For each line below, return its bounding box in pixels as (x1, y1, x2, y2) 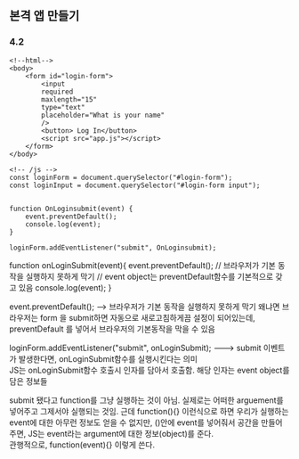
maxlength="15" (41, 94, 98, 104)
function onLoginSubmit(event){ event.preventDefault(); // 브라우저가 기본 (9, 259, 276, 270)
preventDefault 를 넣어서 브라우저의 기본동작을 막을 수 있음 (9, 324, 215, 334)
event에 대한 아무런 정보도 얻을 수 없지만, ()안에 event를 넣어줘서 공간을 (9, 417, 260, 428)
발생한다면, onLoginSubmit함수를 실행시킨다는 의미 (18, 353, 198, 364)
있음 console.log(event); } (18, 282, 112, 292)
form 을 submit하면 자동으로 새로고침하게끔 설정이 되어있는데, (39, 312, 255, 323)
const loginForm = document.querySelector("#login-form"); (9, 173, 233, 182)
